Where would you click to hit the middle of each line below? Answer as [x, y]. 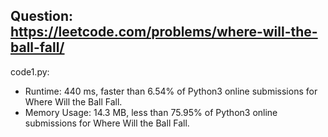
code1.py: [30, 71]
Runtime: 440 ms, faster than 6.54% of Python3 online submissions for [171, 91]
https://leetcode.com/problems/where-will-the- [164, 32]
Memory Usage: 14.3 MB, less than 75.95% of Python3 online [151, 112]
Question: [42, 16]
